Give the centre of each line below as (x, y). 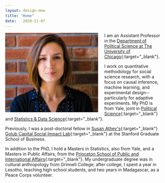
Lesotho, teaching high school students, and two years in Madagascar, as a (82, 170)
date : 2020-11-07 (25, 21)
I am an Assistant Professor (132, 36)
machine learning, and (127, 87)
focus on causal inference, (131, 82)
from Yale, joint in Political (131, 109)
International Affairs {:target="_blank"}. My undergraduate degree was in (79, 159)
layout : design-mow (25, 10)
